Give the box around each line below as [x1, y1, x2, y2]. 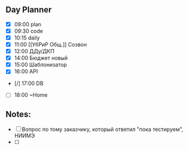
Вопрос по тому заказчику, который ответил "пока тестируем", [21, 125, 184, 133]
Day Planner [5, 5, 52, 15]
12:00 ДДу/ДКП [14, 48, 55, 55]
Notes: [5, 109, 31, 119]
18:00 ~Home [14, 91, 48, 99]
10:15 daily [14, 34, 40, 41]
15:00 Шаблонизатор [14, 61, 67, 68]
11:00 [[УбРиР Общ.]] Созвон [14, 41, 87, 48]
